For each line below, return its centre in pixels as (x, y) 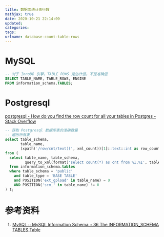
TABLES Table (26, 230)
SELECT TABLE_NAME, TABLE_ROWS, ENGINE (46, 79)
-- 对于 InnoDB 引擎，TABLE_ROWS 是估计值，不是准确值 (56, 74)
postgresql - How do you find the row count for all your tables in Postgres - (81, 116)
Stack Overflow (21, 121)
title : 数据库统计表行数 (27, 10)
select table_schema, (27, 140)
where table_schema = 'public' (41, 172)
